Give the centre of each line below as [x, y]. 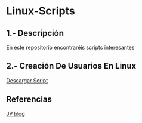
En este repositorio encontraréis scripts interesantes [70, 47]
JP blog [16, 113]
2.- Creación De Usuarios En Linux [71, 66]
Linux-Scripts [41, 11]
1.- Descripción [35, 33]
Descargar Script [27, 80]
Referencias [29, 99]
